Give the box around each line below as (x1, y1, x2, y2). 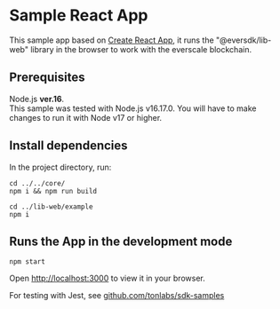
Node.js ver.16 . (9, 93, 65, 104)
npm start (9, 257, 46, 266)
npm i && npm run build (9, 186, 98, 195)
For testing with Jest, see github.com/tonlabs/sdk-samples (9, 290, 225, 301)
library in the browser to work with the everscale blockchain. (30, 44, 252, 54)
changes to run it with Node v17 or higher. (9, 112, 163, 123)
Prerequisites (9, 70, 85, 85)
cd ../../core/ (9, 178, 66, 187)
